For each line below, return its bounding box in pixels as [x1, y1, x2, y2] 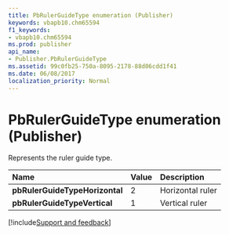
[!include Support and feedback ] [8, 218, 111, 227]
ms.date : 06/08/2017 [8, 70, 76, 78]
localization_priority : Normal [8, 77, 111, 85]
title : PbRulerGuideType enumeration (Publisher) [8, 11, 174, 20]
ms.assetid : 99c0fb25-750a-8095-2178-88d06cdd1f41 [8, 63, 177, 70]
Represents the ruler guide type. [8, 154, 113, 163]
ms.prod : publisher [8, 41, 72, 49]
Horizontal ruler [159, 185, 217, 196]
